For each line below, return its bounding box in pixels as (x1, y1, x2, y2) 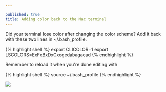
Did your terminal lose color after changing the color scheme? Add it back (5, 31, 161, 37)
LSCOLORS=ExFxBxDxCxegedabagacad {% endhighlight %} (5, 52, 134, 58)
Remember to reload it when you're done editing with (5, 61, 118, 67)
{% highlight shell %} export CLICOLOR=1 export (5, 46, 109, 52)
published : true (5, 12, 40, 17)
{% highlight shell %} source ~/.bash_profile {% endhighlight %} (5, 71, 141, 77)
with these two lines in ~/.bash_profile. (5, 36, 87, 42)
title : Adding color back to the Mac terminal (5, 16, 107, 22)
